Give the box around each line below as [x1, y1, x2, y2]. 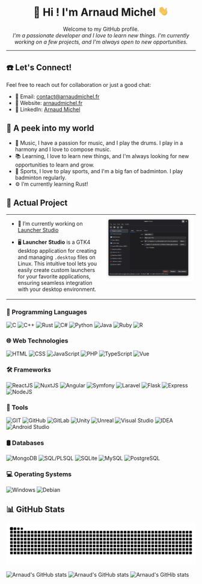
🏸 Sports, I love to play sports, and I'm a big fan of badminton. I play [14, 167, 183, 174]
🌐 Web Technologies [6, 337, 69, 345]
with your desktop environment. [17, 286, 96, 293]
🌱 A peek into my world [6, 123, 94, 133]
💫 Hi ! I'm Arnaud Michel [32, 5, 156, 19]
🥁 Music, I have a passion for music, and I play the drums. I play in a [14, 139, 183, 147]
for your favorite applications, [17, 273, 91, 280]
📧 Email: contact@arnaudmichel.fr [14, 93, 100, 100]
